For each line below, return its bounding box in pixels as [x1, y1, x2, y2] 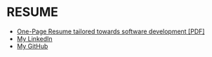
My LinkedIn [16, 34, 53, 42]
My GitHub [16, 42, 48, 50]
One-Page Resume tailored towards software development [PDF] [16, 27, 205, 35]
